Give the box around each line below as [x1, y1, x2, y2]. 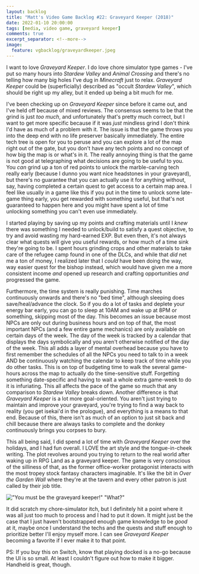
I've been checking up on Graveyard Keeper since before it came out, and [6, 100, 187, 108]
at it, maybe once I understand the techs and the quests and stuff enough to [6, 524, 192, 531]
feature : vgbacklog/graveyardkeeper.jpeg [11, 48, 116, 53]
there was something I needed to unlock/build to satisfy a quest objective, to [6, 225, 194, 232]
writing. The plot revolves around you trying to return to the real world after [6, 450, 190, 458]
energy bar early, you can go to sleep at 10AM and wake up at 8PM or [6, 307, 177, 314]
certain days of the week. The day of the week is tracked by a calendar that [6, 332, 191, 339]
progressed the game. [6, 276, 61, 283]
